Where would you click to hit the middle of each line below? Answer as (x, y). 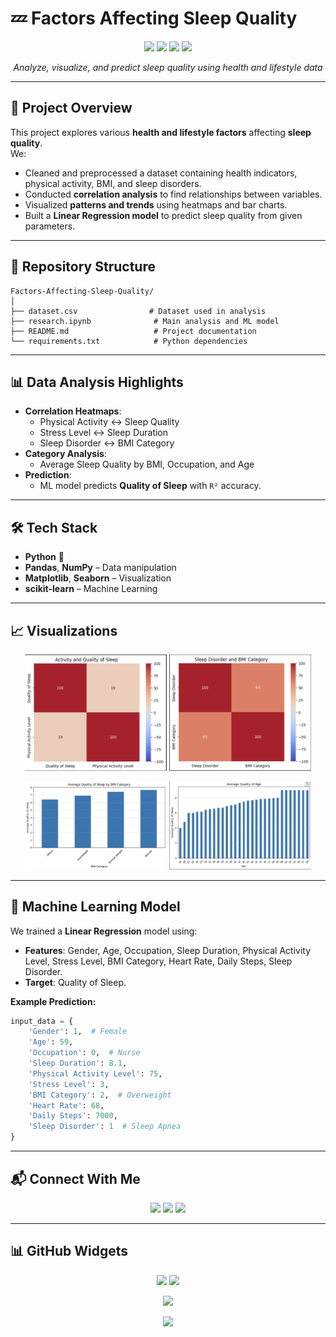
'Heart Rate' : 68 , (66, 1105)
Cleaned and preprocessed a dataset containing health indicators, (161, 173)
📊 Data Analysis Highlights (97, 382)
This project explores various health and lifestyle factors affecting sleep (161, 132)
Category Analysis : (65, 454)
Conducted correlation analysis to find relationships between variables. (173, 194)
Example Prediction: (53, 1001)
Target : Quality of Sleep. (75, 982)
